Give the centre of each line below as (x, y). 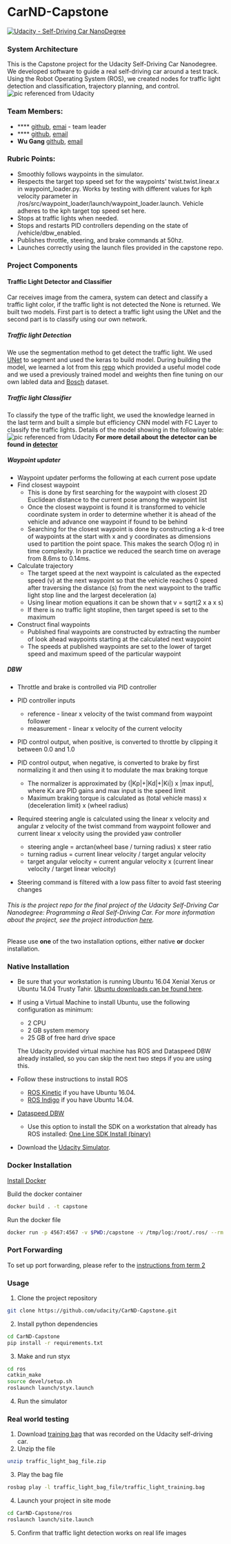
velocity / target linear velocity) (72, 868)
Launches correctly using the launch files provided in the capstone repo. (120, 247)
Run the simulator (42, 1401)
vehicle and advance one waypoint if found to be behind (108, 522)
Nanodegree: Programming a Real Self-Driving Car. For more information (111, 913)
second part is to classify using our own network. (77, 319)
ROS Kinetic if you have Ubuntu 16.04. (81, 1093)
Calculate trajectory (45, 565)
